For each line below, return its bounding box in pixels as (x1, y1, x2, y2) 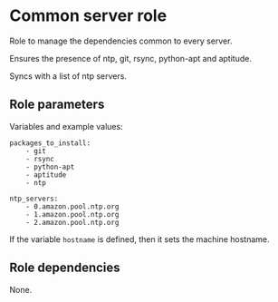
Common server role (9, 5, 168, 26)
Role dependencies (9, 260, 120, 276)
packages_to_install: (9, 138, 91, 148)
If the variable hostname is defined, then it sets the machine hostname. (9, 233, 270, 245)
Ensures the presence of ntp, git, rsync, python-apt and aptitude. (9, 53, 252, 63)
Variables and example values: (9, 121, 124, 132)
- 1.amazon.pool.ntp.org (25, 209, 120, 219)
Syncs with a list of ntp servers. (9, 70, 127, 82)
